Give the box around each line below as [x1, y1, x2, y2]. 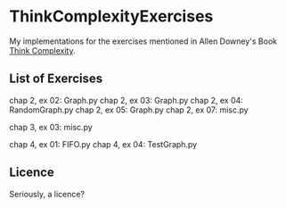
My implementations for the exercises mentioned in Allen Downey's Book [9, 36, 278, 46]
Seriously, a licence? [9, 188, 86, 199]
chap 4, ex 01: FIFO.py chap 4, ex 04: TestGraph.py [9, 138, 198, 149]
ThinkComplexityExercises [9, 6, 214, 27]
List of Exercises [9, 71, 103, 87]
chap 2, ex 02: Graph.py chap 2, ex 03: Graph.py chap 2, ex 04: [9, 95, 243, 105]
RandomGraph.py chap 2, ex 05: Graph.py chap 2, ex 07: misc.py [9, 104, 249, 115]
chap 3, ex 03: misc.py [9, 121, 94, 132]
